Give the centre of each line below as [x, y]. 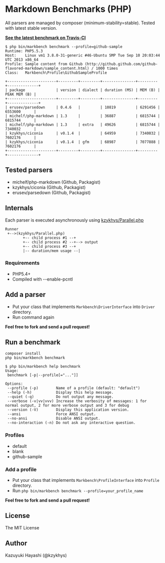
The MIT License [22, 527]
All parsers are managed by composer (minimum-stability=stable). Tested [80, 23]
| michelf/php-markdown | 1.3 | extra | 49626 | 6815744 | [83, 125]
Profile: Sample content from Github [44, 64]
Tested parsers [29, 170]
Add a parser [25, 295]
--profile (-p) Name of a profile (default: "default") [74, 388]
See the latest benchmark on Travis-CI [45, 38]
